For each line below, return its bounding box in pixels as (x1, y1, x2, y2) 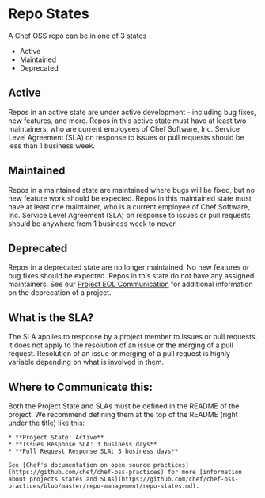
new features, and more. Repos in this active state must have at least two (8, 116, 247, 125)
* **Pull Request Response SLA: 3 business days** (8, 447, 179, 455)
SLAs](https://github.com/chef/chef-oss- (100, 475, 239, 483)
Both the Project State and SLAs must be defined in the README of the (8, 401, 240, 411)
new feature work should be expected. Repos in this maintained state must (8, 193, 252, 203)
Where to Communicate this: (8, 380, 153, 393)
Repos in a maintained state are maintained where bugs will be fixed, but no (8, 185, 256, 194)
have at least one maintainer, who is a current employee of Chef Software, (8, 201, 251, 211)
